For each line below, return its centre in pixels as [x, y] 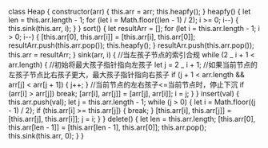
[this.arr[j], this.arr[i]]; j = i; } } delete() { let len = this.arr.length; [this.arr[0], [132, 119]
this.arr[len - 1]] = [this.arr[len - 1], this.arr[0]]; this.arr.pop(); [108, 127]
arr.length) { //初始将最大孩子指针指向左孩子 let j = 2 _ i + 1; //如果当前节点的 [133, 64]
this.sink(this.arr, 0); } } [46, 136]
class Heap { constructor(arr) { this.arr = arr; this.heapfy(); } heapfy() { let [130, 12]
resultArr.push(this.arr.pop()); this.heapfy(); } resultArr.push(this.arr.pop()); [131, 45]
